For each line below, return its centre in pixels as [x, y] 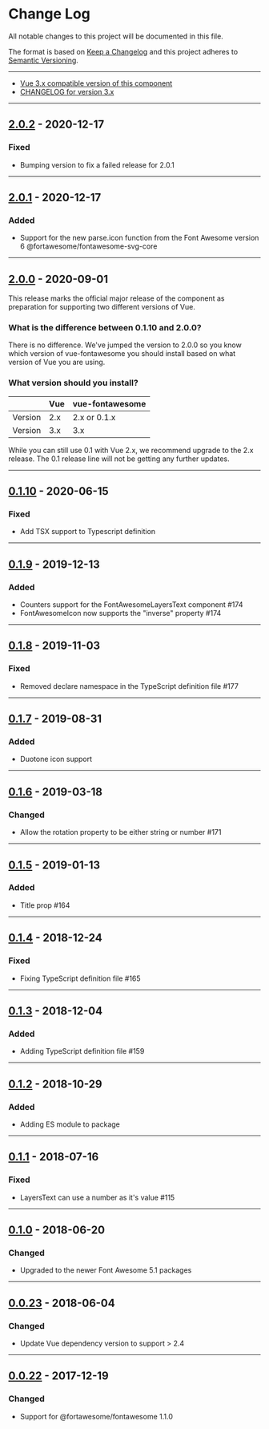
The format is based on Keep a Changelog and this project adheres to [123, 51]
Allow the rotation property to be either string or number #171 [120, 832]
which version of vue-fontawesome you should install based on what [122, 354]
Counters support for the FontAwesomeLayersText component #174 [131, 605]
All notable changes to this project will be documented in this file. [116, 36]
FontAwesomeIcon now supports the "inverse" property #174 [120, 613]
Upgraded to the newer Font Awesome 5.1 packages [106, 1270]
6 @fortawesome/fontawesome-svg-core [88, 246]
